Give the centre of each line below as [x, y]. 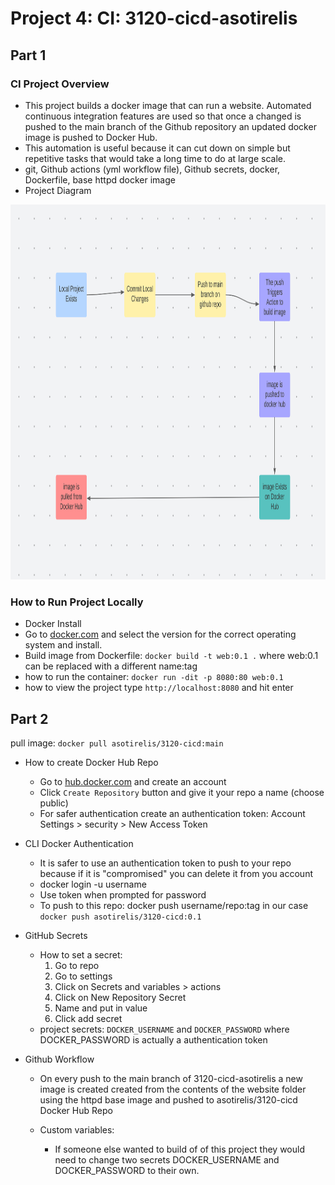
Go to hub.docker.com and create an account [133, 781]
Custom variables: [77, 1129]
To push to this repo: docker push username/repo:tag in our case [174, 905]
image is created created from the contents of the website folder [173, 1089]
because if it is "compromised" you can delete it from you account [176, 873]
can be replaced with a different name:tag [111, 666]
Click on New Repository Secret [120, 997]
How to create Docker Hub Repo [91, 762]
